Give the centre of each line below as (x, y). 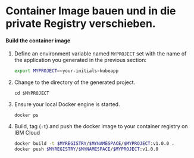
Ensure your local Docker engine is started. (67, 104)
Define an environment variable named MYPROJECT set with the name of (100, 54)
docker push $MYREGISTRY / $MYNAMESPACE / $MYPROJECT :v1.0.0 (86, 149)
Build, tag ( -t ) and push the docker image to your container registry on (101, 126)
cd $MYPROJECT (32, 94)
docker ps (26, 115)
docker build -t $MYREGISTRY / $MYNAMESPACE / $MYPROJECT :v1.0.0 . (94, 144)
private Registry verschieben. (81, 24)
